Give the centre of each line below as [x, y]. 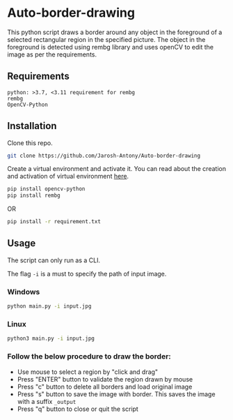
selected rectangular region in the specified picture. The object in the [106, 39]
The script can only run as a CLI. [54, 260]
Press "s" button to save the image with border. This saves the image [116, 394]
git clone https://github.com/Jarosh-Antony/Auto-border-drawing [104, 156]
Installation [32, 126]
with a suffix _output [47, 401]
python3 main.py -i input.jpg [51, 339]
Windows [24, 292]
